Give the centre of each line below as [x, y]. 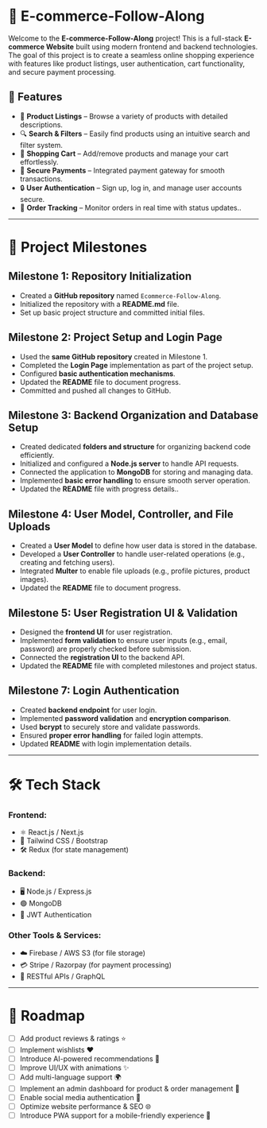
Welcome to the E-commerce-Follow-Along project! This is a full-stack [126, 38]
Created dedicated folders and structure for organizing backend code [135, 447]
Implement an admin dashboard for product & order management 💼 [130, 1089]
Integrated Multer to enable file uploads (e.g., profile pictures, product [135, 571]
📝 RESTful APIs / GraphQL [62, 976]
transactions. [41, 179]
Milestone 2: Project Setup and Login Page [115, 337]
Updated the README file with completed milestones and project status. [138, 666]
